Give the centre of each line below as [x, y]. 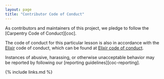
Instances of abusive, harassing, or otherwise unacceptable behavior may [80, 57]
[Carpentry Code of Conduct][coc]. [41, 33]
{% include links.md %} [29, 72]
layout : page [18, 10]
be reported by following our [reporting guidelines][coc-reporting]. [72, 62]
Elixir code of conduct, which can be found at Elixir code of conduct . [74, 48]
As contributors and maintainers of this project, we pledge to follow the [77, 28]
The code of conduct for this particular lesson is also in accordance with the [82, 42]
